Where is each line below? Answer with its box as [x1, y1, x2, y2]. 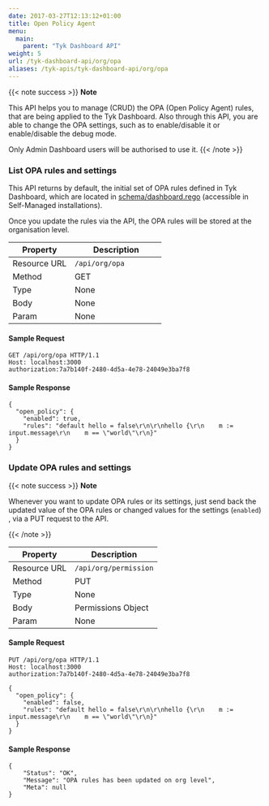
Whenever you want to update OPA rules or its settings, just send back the [8, 496, 257, 506]
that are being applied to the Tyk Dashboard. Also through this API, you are [8, 111, 258, 121]
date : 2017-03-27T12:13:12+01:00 [8, 11, 122, 20]
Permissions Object [74, 602, 149, 613]
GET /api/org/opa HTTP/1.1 [8, 351, 100, 360]
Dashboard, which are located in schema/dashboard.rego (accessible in [8, 192, 249, 201]
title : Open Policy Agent [8, 19, 96, 28]
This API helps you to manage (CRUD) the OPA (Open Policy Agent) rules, [8, 102, 254, 112]
